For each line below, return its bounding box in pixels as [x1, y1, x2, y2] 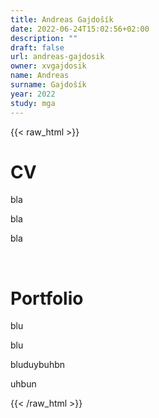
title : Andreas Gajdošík [10, 14, 114, 25]
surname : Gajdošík [10, 80, 87, 90]
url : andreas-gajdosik [10, 52, 105, 62]
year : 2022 [10, 89, 56, 99]
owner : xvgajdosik [10, 61, 87, 71]
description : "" [10, 33, 78, 43]
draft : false [10, 42, 65, 53]
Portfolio [10, 287, 84, 310]
